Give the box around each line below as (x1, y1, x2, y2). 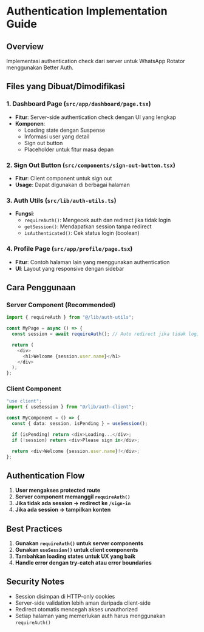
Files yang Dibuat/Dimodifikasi (6, 81, 125, 92)
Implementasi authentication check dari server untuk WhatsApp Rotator (6, 58, 185, 64)
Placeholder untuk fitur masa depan (24, 146, 114, 153)
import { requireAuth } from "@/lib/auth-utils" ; (6, 314, 135, 321)
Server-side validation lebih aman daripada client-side (15, 599, 151, 607)
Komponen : (15, 120, 46, 127)
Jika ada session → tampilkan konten (15, 506, 111, 514)
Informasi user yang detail (24, 132, 90, 140)
